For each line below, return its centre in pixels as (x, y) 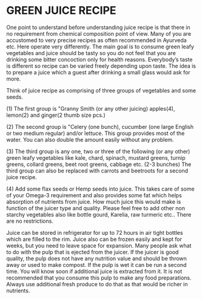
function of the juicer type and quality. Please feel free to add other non (96, 208)
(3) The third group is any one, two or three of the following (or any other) (98, 151)
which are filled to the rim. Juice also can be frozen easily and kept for (94, 239)
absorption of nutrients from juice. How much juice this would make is (94, 202)
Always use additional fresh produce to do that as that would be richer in (97, 284)
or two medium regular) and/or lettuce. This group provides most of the (96, 133)
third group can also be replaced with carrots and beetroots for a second (97, 171)
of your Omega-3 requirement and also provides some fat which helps (94, 195)
